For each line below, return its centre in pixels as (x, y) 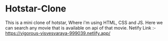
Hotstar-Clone (36, 9)
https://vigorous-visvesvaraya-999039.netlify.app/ (58, 33)
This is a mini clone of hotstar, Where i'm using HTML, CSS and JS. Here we (84, 22)
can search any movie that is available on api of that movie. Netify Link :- (80, 27)
